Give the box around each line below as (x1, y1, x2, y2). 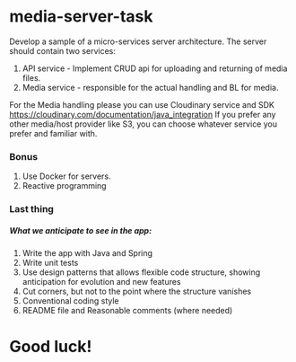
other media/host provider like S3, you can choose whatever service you (9, 119, 278, 129)
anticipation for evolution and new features (22, 277, 181, 287)
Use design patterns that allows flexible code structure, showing (22, 267, 261, 278)
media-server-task (9, 6, 154, 27)
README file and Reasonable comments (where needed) (22, 305, 233, 316)
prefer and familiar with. (9, 128, 98, 138)
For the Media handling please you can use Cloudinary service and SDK (9, 99, 275, 110)
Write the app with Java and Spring (22, 248, 153, 259)
